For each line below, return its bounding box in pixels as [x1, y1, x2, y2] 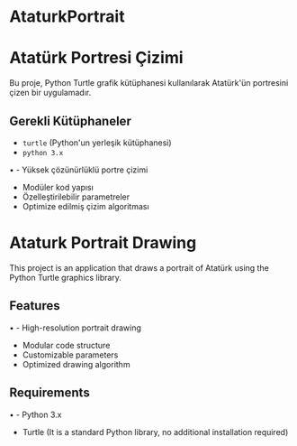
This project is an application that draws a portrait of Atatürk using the [9, 262, 270, 273]
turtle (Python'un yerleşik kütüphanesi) [22, 137, 173, 148]
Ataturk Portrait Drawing [9, 233, 197, 254]
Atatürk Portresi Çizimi [9, 48, 184, 69]
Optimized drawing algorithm [22, 358, 130, 369]
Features [9, 298, 60, 313]
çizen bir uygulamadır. [9, 88, 92, 98]
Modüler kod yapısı [22, 181, 94, 192]
